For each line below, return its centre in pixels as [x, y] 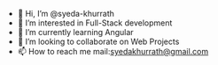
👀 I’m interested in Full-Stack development [95, 23]
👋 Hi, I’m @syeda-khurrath [66, 14]
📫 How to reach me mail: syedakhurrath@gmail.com [113, 51]
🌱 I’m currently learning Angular [76, 32]
